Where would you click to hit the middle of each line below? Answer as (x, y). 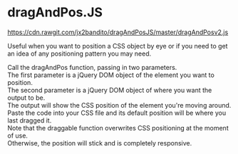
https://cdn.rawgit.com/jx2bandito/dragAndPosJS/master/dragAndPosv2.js (118, 32)
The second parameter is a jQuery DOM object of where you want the (110, 90)
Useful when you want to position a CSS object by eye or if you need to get (118, 46)
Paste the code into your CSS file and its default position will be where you (117, 113)
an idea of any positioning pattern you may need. (79, 53)
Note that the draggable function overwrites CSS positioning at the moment (118, 128)
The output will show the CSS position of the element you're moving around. (119, 105)
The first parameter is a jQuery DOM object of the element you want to (111, 75)
